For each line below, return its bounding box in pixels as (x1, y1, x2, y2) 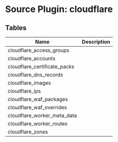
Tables (5, 24, 26, 32)
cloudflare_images (7, 79, 51, 86)
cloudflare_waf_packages (7, 96, 68, 102)
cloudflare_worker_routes (7, 120, 67, 127)
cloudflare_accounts (7, 55, 56, 62)
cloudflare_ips (7, 88, 41, 94)
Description (81, 39, 110, 45)
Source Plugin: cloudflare (5, 4, 113, 15)
